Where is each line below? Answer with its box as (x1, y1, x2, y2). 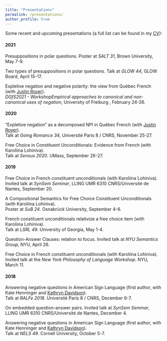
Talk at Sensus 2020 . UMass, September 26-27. (5, 152, 104, 158)
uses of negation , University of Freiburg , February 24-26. (26, 99, 146, 105)
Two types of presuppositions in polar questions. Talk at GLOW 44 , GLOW (5, 68, 158, 74)
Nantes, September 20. (5, 186, 53, 192)
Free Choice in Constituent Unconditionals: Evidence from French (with (5, 142, 151, 148)
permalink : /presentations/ (5, 12, 64, 17)
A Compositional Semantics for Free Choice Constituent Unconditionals (5, 195, 152, 201)
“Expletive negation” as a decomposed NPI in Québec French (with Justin (5, 121, 156, 128)
